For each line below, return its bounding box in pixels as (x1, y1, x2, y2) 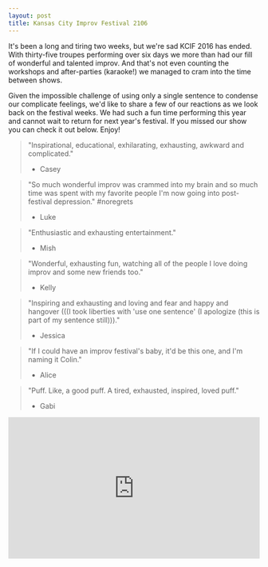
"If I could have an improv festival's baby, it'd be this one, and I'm (27, 345, 243, 356)
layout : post (8, 11, 52, 20)
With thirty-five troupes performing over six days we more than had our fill (8, 50, 253, 59)
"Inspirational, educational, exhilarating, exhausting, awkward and (27, 140, 245, 150)
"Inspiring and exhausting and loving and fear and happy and (27, 297, 229, 308)
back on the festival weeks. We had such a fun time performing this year (8, 107, 247, 117)
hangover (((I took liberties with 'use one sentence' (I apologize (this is (27, 306, 260, 316)
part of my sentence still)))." (27, 315, 120, 325)
